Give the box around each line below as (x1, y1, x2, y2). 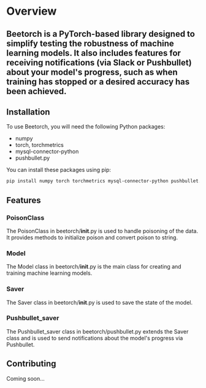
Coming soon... (6, 375, 45, 382)
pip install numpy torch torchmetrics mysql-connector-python (6, 178, 169, 184)
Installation (6, 106, 50, 117)
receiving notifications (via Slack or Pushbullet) (6, 57, 192, 68)
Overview (6, 4, 57, 18)
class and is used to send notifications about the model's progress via (6, 334, 183, 341)
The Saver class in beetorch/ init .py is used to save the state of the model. (6, 299, 193, 306)
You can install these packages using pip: (6, 166, 112, 174)
